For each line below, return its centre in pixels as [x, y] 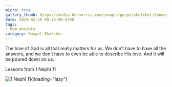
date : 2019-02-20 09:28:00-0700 [40, 19]
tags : [11, 24]
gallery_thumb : [21, 15]
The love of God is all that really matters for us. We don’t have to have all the [86, 48]
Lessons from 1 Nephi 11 [31, 69]
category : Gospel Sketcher [34, 34]
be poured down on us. [30, 59]
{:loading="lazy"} [49, 79]
